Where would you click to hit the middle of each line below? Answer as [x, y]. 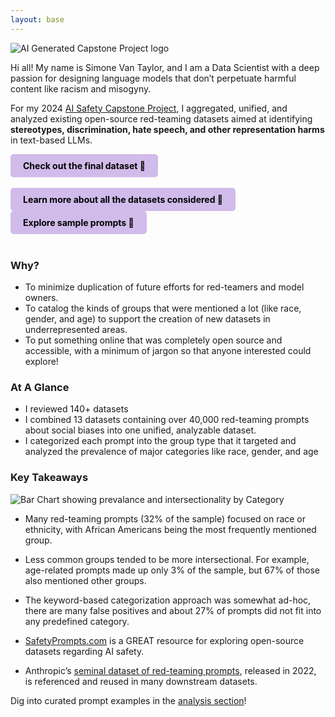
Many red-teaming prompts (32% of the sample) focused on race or [165, 518]
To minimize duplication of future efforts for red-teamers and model [164, 287]
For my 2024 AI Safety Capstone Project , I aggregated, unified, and [149, 108]
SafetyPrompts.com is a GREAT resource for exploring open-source [164, 640]
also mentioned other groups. [85, 580]
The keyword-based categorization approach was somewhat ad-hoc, [168, 600]
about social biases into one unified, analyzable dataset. [140, 430]
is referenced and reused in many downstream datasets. [141, 681]
